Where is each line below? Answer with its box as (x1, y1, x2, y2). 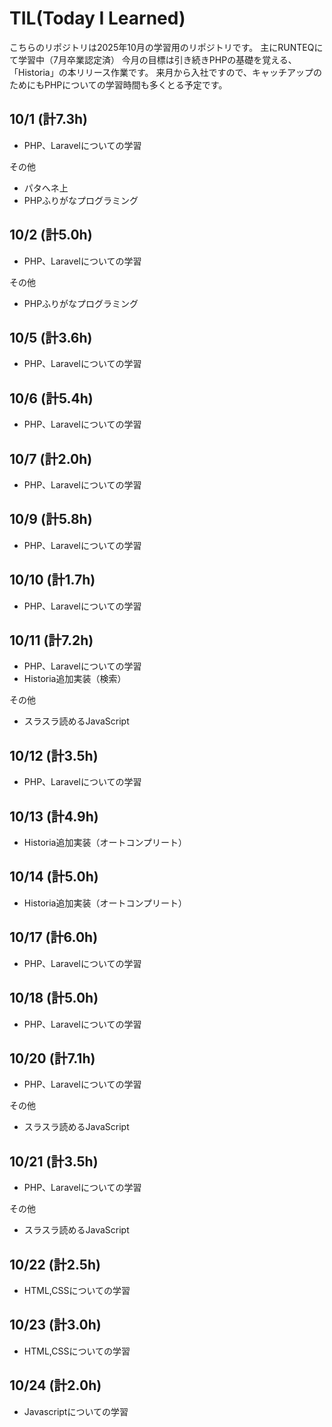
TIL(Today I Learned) (9, 7, 186, 30)
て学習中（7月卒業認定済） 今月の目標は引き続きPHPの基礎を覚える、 (9, 53, 297, 66)
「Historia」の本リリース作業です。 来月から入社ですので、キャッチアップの (9, 66, 322, 78)
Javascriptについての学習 (23, 1405, 129, 1417)
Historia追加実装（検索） (23, 673, 127, 685)
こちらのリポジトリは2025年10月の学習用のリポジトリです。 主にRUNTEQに (9, 41, 324, 53)
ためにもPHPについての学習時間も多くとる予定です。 (9, 78, 228, 91)
